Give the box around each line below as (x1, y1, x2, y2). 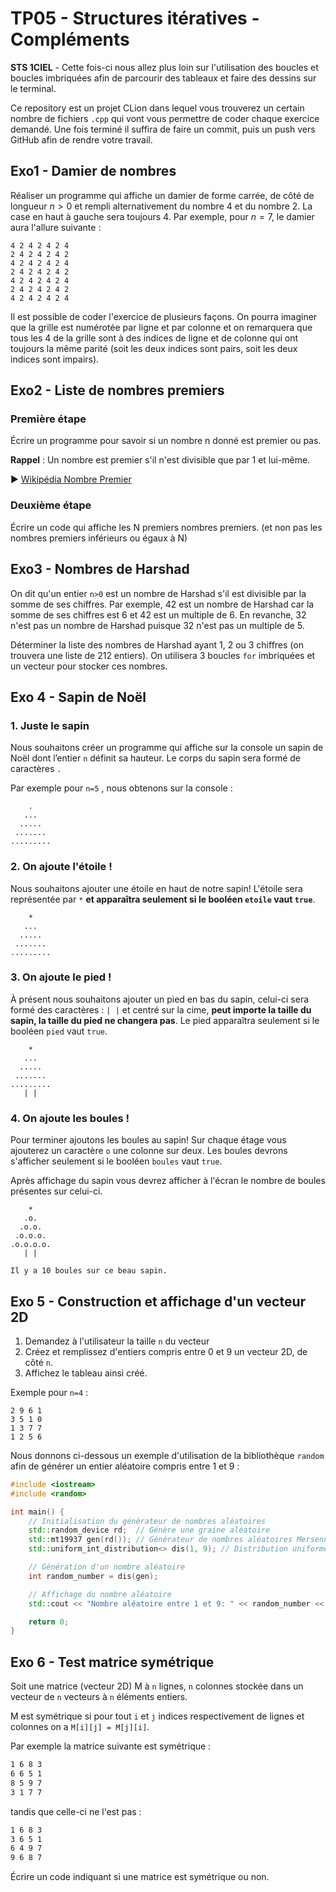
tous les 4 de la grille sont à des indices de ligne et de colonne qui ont (10, 332, 298, 344)
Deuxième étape (10, 498, 92, 512)
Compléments (10, 28, 130, 51)
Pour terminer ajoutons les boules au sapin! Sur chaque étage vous (10, 1134, 287, 1146)
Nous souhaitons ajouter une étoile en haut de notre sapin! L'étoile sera (10, 882, 303, 894)
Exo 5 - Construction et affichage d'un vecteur (10, 1293, 307, 1310)
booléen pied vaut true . (10, 1025, 108, 1037)
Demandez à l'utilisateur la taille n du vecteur (24, 1335, 210, 1347)
